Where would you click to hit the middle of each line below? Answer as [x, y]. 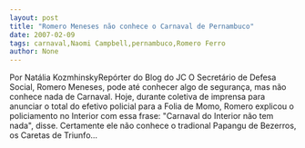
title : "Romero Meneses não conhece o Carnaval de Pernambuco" [132, 26]
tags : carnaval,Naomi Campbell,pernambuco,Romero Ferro [117, 43]
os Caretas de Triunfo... [54, 135]
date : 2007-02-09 [42, 35]
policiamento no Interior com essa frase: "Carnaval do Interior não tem [142, 116]
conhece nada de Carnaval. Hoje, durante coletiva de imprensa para [137, 97]
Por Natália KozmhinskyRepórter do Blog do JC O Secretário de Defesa [143, 77]
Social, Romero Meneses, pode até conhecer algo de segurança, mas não [148, 87]
